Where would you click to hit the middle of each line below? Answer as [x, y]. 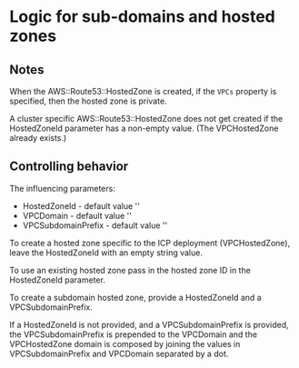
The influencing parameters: [62, 188]
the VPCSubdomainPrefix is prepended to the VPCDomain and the [133, 334]
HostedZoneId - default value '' [81, 205]
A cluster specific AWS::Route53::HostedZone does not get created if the [146, 119]
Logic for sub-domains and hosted [142, 17]
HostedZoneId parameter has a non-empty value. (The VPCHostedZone [144, 128]
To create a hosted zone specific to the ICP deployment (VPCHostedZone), [150, 243]
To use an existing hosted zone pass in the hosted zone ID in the [130, 270]
